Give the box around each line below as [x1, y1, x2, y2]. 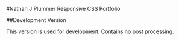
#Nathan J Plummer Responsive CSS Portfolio [6, 5, 121, 12]
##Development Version [6, 17, 66, 23]
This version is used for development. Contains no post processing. [6, 28, 174, 35]
